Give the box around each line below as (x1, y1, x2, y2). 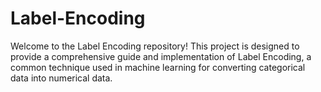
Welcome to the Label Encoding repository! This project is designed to (10, 40, 300, 52)
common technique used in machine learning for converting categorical (10, 61, 306, 73)
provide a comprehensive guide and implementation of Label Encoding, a (10, 50, 312, 62)
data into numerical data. (10, 72, 113, 84)
